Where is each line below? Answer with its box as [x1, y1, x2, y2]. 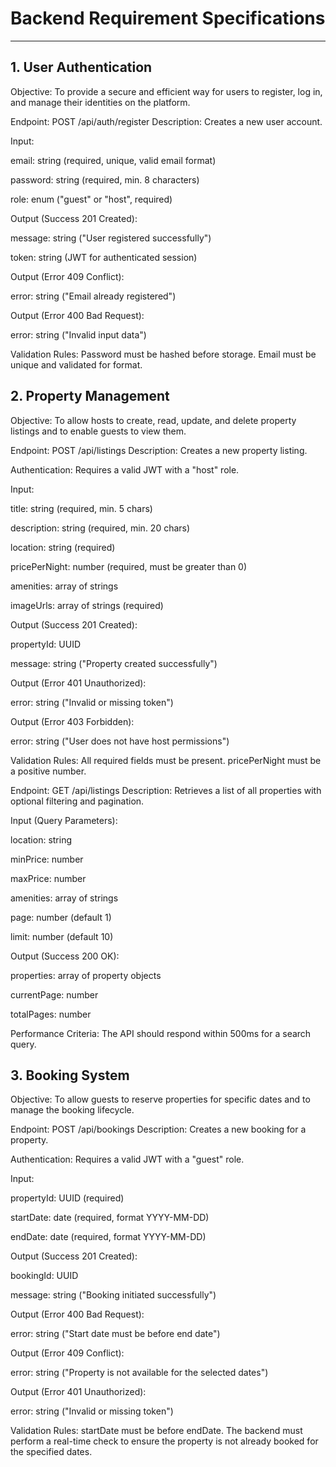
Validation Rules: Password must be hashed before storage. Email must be [10, 348, 317, 360]
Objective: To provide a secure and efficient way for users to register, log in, [10, 85, 323, 97]
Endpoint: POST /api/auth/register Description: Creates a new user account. [10, 115, 323, 127]
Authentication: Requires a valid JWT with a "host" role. [10, 463, 240, 476]
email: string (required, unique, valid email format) [10, 154, 217, 166]
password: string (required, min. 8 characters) [10, 173, 200, 186]
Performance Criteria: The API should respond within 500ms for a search [10, 1027, 312, 1039]
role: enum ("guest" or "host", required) [10, 193, 173, 205]
